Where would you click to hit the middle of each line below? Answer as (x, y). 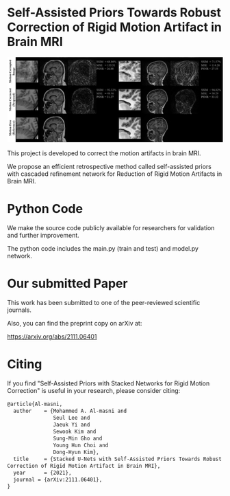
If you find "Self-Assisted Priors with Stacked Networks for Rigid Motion (108, 383)
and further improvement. (43, 236)
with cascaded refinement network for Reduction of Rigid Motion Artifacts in (115, 174)
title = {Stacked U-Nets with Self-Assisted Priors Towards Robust (118, 459)
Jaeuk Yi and (72, 425)
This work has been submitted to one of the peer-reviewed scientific (104, 303)
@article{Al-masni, (35, 404)
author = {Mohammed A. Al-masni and (70, 411)
